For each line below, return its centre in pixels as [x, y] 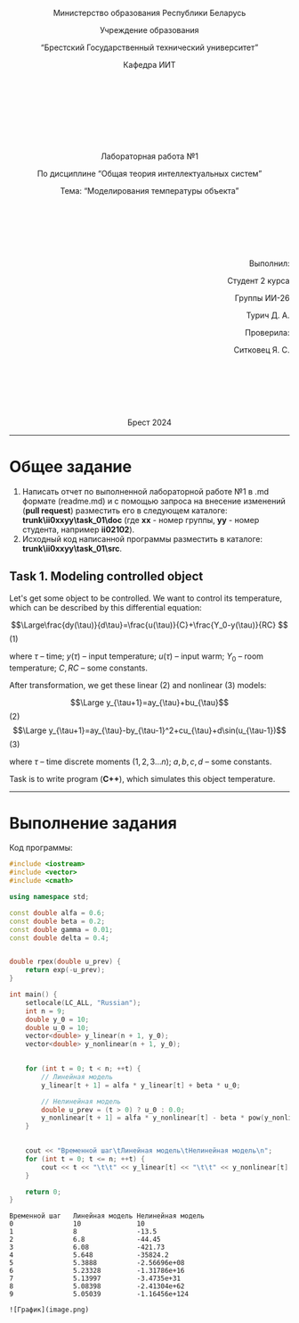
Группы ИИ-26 [262, 298]
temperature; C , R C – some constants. [79, 668]
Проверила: [267, 333]
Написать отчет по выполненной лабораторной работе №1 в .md [145, 491]
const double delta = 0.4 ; [59, 938]
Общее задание [70, 467]
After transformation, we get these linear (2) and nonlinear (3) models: [138, 685]
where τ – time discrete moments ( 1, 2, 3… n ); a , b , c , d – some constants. [141, 761]
